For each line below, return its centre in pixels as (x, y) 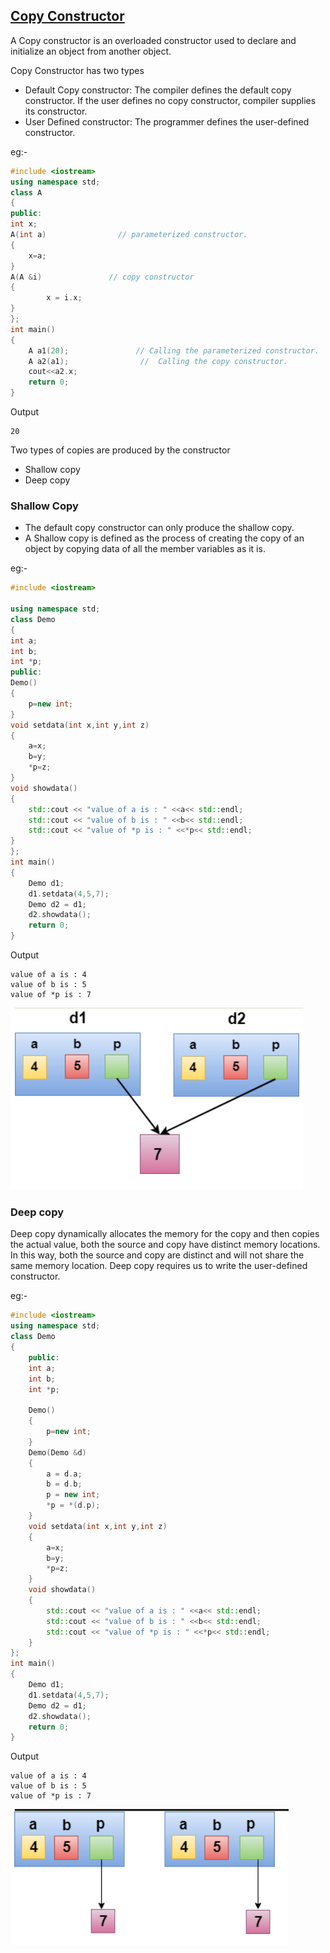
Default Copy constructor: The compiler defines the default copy (158, 90)
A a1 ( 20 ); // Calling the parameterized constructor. (174, 350)
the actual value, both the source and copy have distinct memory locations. (165, 1245)
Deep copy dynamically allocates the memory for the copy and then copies (165, 1234)
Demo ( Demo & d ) (57, 1452)
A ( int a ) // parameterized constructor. (129, 235)
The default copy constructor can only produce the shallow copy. (159, 528)
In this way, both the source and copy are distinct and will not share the (157, 1255)
